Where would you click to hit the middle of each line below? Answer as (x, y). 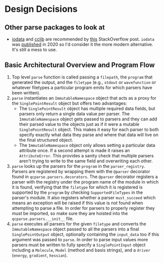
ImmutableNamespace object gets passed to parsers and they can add (88, 119)
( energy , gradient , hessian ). (40, 255)
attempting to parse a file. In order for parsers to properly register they (83, 208)
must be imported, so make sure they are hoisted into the (70, 213)
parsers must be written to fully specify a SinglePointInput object (79, 245)
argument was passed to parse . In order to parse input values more (80, 239)
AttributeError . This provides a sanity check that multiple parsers (86, 155)
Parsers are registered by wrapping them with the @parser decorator (81, 171)
